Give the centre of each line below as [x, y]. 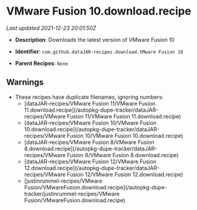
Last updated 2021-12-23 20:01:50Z [51, 28]
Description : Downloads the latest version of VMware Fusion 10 [95, 39]
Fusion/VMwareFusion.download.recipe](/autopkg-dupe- [95, 187]
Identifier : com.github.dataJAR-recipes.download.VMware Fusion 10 [99, 51]
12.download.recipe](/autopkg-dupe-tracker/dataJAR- [92, 168]
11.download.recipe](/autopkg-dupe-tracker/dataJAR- [91, 110]
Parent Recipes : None [42, 63]
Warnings [25, 82]
